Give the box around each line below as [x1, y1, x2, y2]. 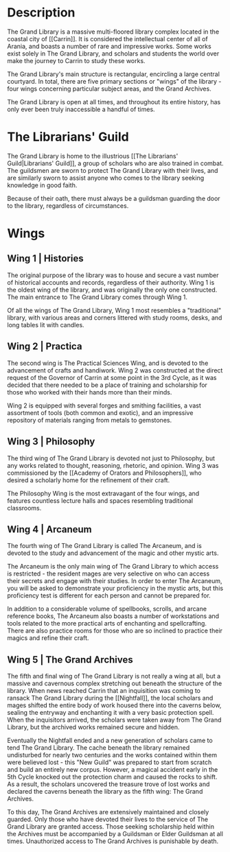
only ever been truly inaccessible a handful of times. [7, 105, 156, 113]
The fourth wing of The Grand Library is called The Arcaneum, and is [7, 542, 203, 550]
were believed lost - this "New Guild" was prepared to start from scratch [7, 758, 212, 766]
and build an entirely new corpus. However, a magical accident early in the [7, 766, 218, 774]
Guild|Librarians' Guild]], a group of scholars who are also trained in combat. [7, 159, 225, 167]
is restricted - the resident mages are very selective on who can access [7, 569, 210, 578]
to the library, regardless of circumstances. [7, 201, 129, 210]
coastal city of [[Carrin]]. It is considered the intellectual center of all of [7, 34, 208, 43]
